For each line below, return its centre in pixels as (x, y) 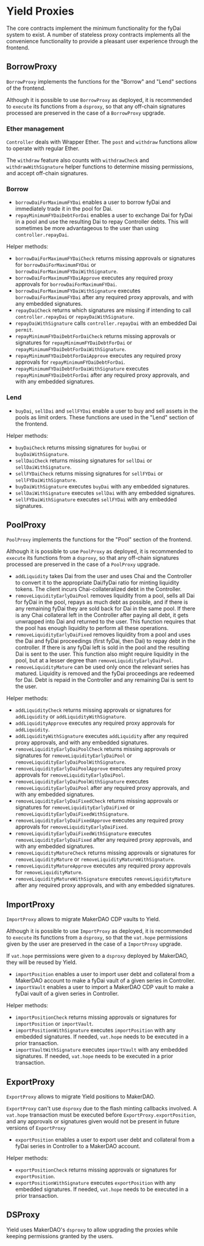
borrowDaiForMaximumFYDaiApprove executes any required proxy (94, 278)
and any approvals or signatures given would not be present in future (93, 1121)
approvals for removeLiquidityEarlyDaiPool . (70, 775)
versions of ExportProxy (36, 1128)
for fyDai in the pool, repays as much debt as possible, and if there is (101, 602)
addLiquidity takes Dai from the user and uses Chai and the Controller (104, 576)
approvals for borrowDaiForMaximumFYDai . (66, 284)
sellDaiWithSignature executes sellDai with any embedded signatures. (105, 493)
